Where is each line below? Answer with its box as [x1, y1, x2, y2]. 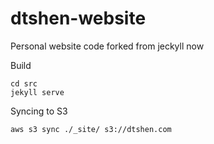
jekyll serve [10, 87, 65, 97]
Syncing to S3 [10, 105, 68, 117]
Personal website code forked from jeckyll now [10, 40, 205, 52]
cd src [10, 78, 38, 89]
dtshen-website [10, 7, 147, 30]
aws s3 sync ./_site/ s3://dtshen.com [10, 124, 172, 134]
